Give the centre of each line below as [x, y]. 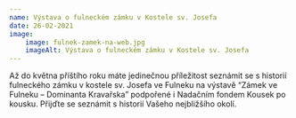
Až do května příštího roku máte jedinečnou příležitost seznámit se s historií [148, 75]
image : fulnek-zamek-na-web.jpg [85, 42]
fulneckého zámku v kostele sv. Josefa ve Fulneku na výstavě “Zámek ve [144, 85]
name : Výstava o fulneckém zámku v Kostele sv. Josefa [113, 17]
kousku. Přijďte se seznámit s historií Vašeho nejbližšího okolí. [123, 104]
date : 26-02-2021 [41, 26]
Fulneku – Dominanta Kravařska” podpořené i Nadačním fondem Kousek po [148, 95]
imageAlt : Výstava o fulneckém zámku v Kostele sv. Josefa [137, 51]
